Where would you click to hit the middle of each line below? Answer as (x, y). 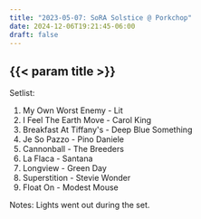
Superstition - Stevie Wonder (77, 178)
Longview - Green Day (64, 168)
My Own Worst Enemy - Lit (73, 110)
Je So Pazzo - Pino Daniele (73, 139)
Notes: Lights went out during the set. (80, 205)
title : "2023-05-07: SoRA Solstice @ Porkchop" (101, 18)
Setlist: (22, 93)
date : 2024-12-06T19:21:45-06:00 (72, 26)
